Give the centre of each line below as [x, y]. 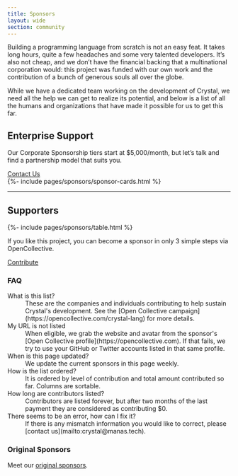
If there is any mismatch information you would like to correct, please [126, 424]
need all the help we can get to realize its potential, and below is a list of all [117, 98]
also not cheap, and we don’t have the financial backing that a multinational [118, 62]
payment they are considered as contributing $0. [96, 409]
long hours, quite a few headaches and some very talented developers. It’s [116, 54]
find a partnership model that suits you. [65, 161]
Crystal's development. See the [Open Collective [96, 311]
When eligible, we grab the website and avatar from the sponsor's [121, 334]
